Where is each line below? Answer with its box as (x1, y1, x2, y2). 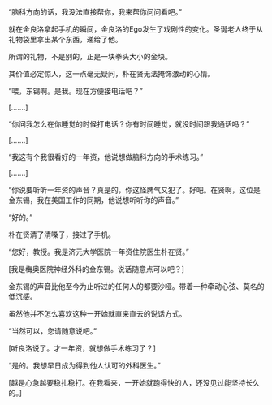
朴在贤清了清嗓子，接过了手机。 (8, 230, 115, 239)
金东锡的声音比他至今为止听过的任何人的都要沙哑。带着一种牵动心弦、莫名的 (8, 282, 265, 291)
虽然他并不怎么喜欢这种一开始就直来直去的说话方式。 (8, 309, 187, 318)
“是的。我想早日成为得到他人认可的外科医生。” (8, 360, 161, 370)
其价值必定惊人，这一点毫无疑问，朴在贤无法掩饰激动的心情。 (8, 69, 215, 79)
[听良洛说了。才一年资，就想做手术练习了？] (8, 343, 157, 353)
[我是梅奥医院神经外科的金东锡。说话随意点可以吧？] (8, 265, 185, 274)
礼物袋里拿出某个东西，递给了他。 (8, 35, 123, 44)
